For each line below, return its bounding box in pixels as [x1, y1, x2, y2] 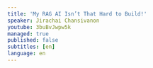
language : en [7, 50, 46, 57]
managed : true [7, 30, 50, 38]
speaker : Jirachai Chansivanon [7, 17, 100, 24]
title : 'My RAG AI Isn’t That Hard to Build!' [7, 10, 147, 18]
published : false [7, 37, 59, 44]
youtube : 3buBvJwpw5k [7, 23, 72, 30]
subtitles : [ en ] [7, 43, 55, 50]
